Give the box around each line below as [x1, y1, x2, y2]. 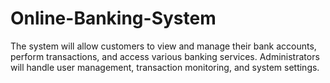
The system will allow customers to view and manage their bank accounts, [10, 40, 317, 52]
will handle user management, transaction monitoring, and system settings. [10, 61, 320, 73]
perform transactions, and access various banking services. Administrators [10, 50, 320, 62]
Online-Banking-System [10, 7, 217, 30]
